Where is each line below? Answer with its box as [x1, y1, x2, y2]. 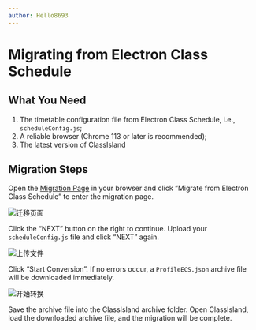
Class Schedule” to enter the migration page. [8, 192, 154, 201]
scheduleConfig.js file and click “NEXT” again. [8, 232, 160, 242]
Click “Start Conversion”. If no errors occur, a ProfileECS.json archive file [8, 264, 247, 274]
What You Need [8, 94, 87, 107]
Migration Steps [8, 163, 89, 176]
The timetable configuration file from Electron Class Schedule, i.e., [19, 114, 236, 124]
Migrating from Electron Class [8, 45, 209, 63]
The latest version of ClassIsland [19, 140, 126, 149]
